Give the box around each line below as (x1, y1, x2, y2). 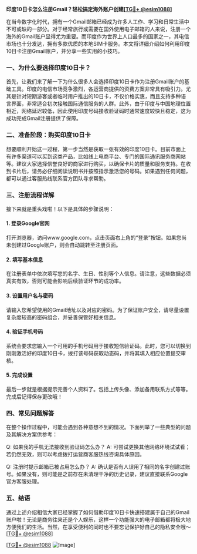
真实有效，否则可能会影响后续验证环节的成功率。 (6, 277, 124, 284)
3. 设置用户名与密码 (6, 292, 54, 299)
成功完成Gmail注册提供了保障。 (6, 115, 82, 122)
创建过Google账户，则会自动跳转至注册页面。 (11, 241, 121, 249)
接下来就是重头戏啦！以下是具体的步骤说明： (6, 205, 114, 212)
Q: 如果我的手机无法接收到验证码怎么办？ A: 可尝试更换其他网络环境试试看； (6, 444, 191, 451)
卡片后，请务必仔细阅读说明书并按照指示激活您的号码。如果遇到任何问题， (11, 167, 191, 174)
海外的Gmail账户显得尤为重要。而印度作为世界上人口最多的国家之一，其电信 (6, 33, 189, 40)
